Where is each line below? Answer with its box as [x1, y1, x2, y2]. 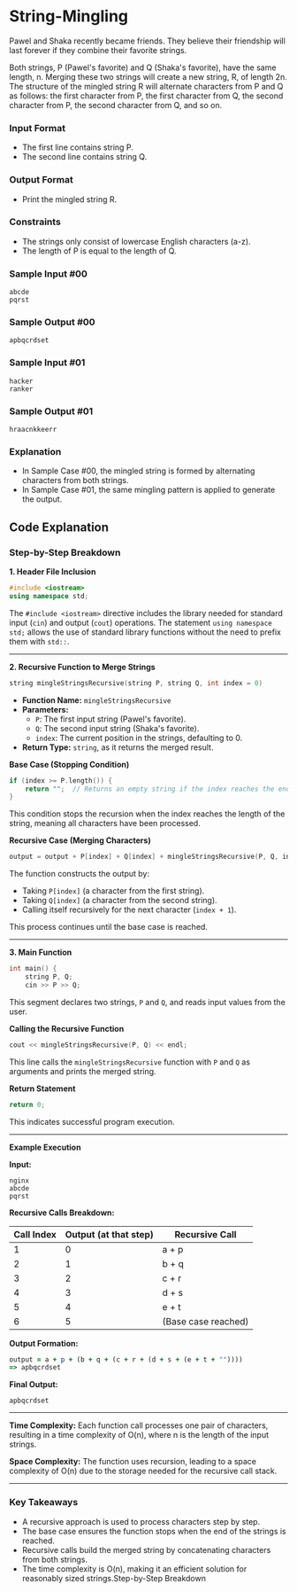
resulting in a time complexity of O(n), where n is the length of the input [9, 1430, 270, 1440]
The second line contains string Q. [21, 152, 148, 162]
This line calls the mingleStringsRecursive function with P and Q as [9, 1057, 250, 1067]
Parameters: [21, 704, 69, 714]
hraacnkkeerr [9, 425, 57, 434]
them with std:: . [9, 636, 70, 646]
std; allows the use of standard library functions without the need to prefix [9, 627, 281, 637]
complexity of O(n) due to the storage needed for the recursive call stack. [9, 1465, 278, 1477]
